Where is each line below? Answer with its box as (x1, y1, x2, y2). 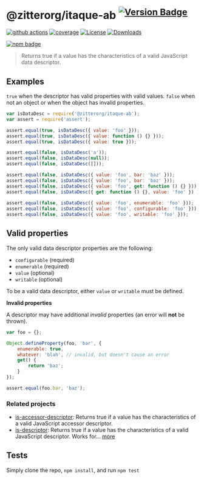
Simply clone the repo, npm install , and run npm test (6, 466, 140, 474)
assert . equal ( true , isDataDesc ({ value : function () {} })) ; (6, 133, 165, 139)
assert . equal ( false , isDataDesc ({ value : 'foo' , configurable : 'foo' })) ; (6, 206, 200, 212)
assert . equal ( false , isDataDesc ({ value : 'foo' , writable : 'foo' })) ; (6, 212, 189, 218)
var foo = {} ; (6, 329, 42, 335)
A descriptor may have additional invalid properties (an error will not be (6, 311, 185, 318)
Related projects (6, 399, 56, 408)
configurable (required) (15, 256, 75, 263)
